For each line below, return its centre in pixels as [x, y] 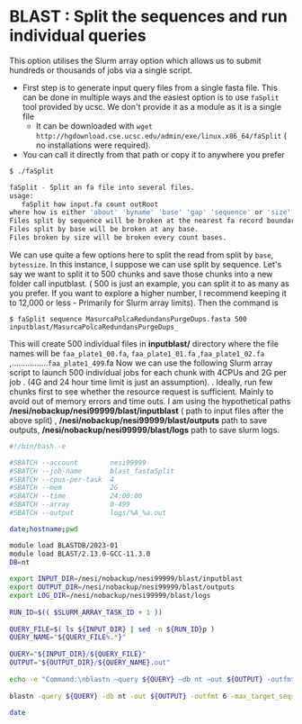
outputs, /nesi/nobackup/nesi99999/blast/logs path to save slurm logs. [145, 430]
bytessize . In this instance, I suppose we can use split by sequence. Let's [146, 264]
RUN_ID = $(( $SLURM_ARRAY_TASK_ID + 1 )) [86, 612]
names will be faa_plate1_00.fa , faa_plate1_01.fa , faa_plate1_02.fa [137, 353]
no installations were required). [93, 145]
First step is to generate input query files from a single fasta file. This [150, 87]
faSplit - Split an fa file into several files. [102, 187]
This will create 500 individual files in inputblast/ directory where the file [144, 343]
